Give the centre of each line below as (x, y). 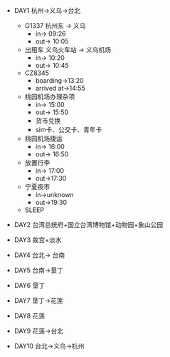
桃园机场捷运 (43, 139)
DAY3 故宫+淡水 (38, 240)
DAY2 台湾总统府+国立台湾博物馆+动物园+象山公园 (89, 225)
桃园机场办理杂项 (50, 96)
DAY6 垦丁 (30, 285)
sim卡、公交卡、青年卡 (69, 130)
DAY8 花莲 (30, 316)
